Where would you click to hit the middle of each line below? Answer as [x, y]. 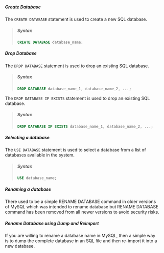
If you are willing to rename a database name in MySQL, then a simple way [80, 236]
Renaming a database [28, 189]
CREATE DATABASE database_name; [50, 42]
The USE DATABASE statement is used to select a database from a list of [76, 150]
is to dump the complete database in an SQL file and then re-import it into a [81, 241]
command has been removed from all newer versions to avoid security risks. [82, 212]
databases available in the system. [40, 155]
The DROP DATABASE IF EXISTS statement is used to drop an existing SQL [78, 98]
